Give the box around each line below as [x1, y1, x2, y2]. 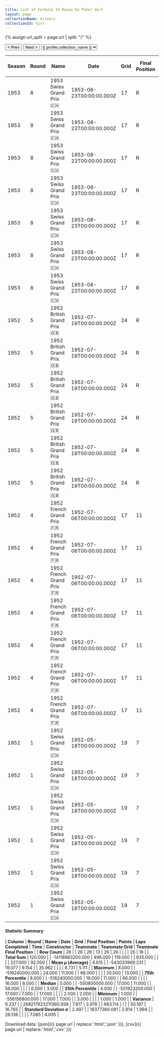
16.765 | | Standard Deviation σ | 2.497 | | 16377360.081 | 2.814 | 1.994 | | [5, 1007, 153, 1012]
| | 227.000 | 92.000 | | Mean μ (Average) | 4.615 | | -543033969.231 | [5, 959, 146, 965]
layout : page [5, 12, 32, 17]
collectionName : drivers [5, 16, 56, 21]
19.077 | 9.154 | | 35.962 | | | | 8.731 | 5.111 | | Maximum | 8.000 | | [5, 965, 136, 971]
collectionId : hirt [5, 21, 45, 26]
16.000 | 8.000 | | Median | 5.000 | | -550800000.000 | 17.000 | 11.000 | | [5, 981, 152, 986]
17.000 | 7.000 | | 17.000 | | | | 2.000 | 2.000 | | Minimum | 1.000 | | [5, 991, 138, 997]
